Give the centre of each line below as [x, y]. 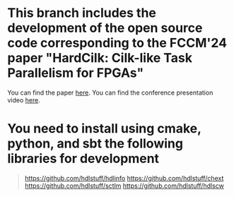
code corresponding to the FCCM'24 [117, 43]
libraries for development [83, 159]
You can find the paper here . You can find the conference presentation [110, 92]
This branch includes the [82, 13]
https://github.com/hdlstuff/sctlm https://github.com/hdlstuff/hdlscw [124, 186]
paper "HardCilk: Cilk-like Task [100, 58]
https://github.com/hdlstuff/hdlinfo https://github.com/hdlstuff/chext [124, 178]
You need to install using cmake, [104, 129]
